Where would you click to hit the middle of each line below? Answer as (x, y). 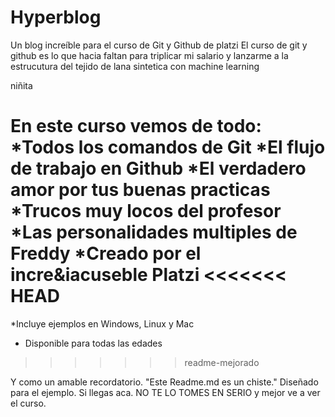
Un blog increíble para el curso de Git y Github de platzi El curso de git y (159, 45)
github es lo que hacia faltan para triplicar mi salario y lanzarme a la (149, 55)
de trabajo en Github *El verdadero (158, 168)
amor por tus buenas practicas (140, 190)
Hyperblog (56, 17)
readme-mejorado (222, 362)
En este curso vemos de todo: (136, 126)
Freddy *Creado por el (106, 253)
